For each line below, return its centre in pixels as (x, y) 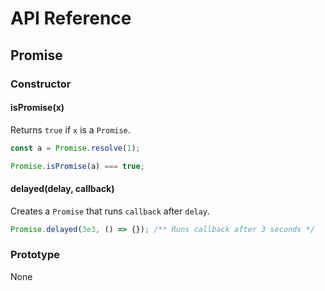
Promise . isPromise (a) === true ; (77, 166)
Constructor (41, 84)
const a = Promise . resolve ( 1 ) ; (75, 148)
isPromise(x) (37, 108)
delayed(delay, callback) (62, 189)
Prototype (35, 255)
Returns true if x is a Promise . (70, 129)
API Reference (71, 18)
